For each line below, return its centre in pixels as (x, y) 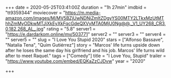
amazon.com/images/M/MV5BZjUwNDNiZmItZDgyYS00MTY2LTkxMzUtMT (85, 18)
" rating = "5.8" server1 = (69, 29)
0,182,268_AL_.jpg (25, 29)
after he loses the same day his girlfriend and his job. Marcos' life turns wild (85, 50)
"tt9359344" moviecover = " (35, 13)
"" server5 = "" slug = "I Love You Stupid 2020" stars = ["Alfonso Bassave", (84, 40)
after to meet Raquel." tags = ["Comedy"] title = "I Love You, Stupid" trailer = (86, 56)
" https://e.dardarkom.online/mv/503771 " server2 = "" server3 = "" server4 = (86, 34)
